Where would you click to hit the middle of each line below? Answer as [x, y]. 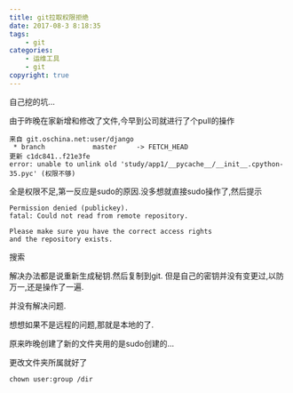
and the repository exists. [61, 239]
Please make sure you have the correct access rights [111, 231]
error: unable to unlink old [63, 164]
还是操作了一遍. [55, 286]
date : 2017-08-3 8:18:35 [55, 26]
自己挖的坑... [32, 101]
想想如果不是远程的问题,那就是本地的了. [82, 325]
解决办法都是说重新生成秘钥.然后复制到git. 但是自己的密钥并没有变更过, [139, 276]
